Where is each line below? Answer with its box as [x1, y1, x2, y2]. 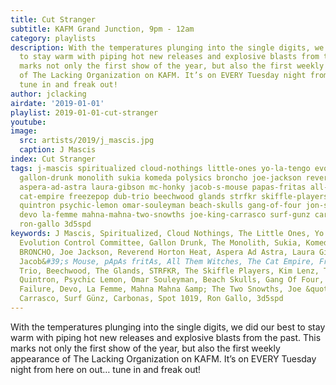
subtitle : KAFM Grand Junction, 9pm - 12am [10, 24, 195, 34]
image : [10, 126, 38, 136]
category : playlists [10, 33, 97, 43]
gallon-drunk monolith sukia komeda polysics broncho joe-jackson [19, 172, 302, 183]
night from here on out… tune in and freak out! [10, 363, 202, 375]
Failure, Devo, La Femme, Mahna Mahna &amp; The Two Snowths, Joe [19, 284, 302, 295]
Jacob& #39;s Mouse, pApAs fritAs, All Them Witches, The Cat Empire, [19, 256, 315, 266]
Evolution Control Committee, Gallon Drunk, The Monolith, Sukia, [19, 237, 302, 248]
